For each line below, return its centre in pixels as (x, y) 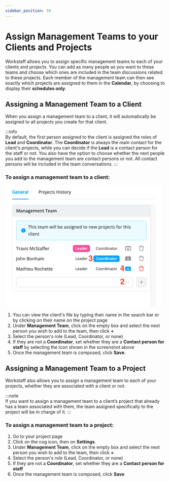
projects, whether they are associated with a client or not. (65, 386)
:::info (11, 132)
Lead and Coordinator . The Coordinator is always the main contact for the (83, 143)
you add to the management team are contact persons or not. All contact (81, 159)
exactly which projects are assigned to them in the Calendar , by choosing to (85, 83)
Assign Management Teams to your (82, 36)
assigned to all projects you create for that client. (56, 122)
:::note (12, 396)
